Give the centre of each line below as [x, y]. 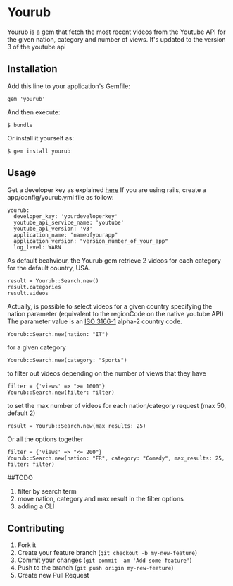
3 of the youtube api [37, 47]
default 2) [21, 413]
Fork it [27, 545]
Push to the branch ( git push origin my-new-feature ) [95, 568]
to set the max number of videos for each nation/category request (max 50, [117, 405]
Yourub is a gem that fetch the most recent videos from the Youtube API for [116, 32]
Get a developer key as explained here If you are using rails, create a [107, 190]
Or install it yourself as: [40, 138]
